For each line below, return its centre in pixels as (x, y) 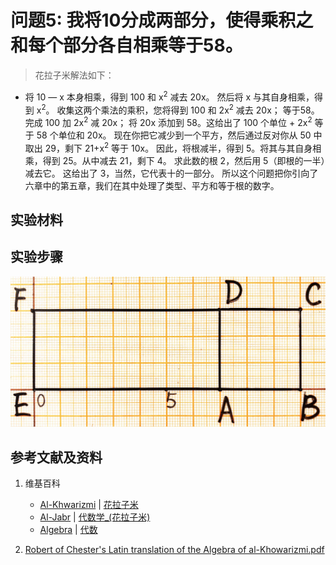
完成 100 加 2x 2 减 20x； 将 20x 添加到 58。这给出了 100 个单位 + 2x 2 (168, 121)
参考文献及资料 (56, 457)
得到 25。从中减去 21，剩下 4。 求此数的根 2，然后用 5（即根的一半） (184, 160)
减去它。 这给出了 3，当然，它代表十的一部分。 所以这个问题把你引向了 (171, 173)
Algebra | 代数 (68, 530)
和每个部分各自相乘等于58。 (126, 45)
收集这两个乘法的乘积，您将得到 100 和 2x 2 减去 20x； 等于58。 (188, 109)
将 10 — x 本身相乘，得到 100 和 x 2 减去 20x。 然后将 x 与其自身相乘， (169, 96)
